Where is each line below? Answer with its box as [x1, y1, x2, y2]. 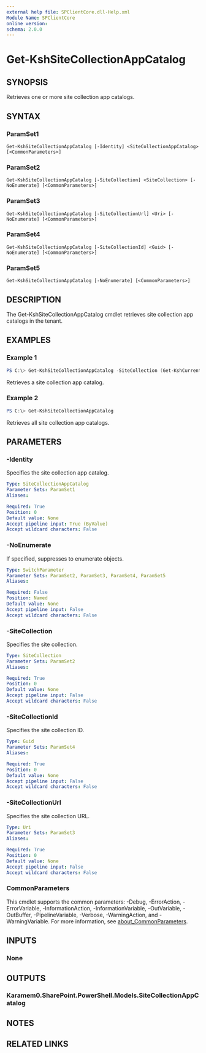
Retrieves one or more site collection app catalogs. [6, 93, 135, 101]
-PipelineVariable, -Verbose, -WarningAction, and [33, 911, 158, 918]
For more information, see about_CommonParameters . [51, 917, 188, 925]
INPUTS [6, 936, 37, 946]
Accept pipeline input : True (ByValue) [6, 521, 109, 527]
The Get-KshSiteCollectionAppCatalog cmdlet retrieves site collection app [6, 310, 194, 318]
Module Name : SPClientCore [6, 15, 75, 21]
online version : [6, 20, 48, 26]
